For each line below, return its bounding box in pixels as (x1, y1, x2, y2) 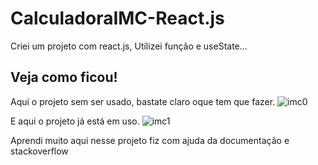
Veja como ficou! (10, 69, 118, 86)
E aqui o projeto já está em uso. (10, 115, 140, 127)
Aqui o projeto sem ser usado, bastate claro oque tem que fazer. (10, 95, 276, 107)
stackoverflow (10, 145, 69, 157)
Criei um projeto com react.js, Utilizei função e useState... (10, 40, 248, 52)
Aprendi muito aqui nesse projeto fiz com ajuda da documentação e (10, 134, 290, 146)
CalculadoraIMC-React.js (10, 7, 225, 30)
